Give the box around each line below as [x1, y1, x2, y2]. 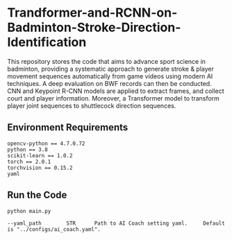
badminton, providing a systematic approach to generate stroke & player [7, 65, 214, 73]
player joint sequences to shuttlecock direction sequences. [7, 101, 176, 110]
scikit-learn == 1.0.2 [7, 152, 73, 159]
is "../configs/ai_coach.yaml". [7, 225, 101, 233]
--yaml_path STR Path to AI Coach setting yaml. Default [7, 220, 226, 227]
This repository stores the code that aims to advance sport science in [7, 57, 206, 65]
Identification [7, 35, 87, 50]
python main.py [7, 207, 51, 214]
